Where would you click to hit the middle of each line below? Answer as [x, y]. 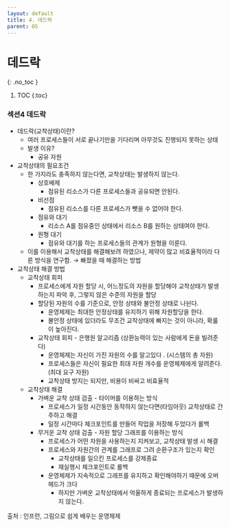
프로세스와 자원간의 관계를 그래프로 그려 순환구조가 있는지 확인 [131, 449]
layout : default [30, 13]
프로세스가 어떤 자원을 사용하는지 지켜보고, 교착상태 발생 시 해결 [133, 441]
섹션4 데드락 [27, 114]
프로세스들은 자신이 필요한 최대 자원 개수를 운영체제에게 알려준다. [135, 363]
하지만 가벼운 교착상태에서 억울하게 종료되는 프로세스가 [131, 493]
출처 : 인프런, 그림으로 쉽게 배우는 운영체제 [64, 516]
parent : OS [23, 26]
